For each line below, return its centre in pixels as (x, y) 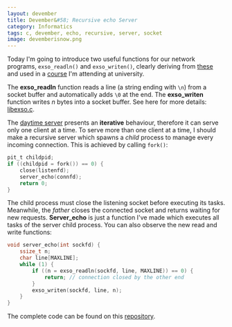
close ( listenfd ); (45, 170)
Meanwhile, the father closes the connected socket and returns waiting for (114, 210)
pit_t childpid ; (30, 158)
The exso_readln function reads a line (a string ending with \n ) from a (107, 87)
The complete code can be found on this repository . (81, 317)
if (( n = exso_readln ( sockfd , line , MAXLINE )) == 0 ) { (113, 271)
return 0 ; (34, 183)
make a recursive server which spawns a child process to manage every (110, 138)
